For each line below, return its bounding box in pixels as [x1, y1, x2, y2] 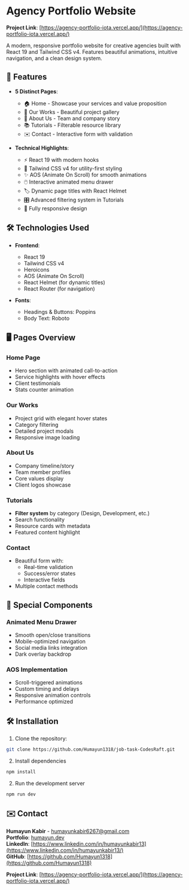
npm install [6, 769, 36, 775]
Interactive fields [23, 576, 66, 583]
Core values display [14, 475, 64, 482]
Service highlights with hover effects [14, 374, 106, 381]
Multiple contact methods [14, 583, 78, 590]
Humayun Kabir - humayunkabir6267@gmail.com [6, 827, 130, 834]
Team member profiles [14, 468, 71, 476]
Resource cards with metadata [14, 522, 91, 530]
